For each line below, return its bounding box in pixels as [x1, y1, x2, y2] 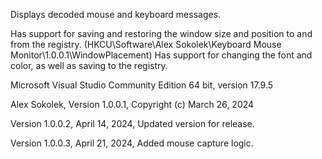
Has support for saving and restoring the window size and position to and [10, 28, 313, 39]
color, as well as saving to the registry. [10, 60, 168, 71]
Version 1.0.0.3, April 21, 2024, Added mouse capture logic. [10, 137, 254, 149]
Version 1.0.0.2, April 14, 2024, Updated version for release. [10, 118, 255, 129]
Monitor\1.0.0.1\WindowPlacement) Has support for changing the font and [10, 49, 313, 61]
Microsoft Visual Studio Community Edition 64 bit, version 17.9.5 [10, 79, 274, 91]
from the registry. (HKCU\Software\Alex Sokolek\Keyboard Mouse [10, 39, 282, 50]
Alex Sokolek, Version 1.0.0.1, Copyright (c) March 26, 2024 [10, 99, 255, 110]
